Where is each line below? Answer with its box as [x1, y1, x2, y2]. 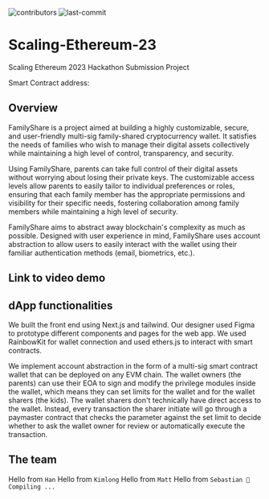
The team [8, 453, 58, 467]
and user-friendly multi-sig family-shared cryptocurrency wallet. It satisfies [8, 131, 257, 141]
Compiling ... [8, 483, 56, 491]
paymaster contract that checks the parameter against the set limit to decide [8, 412, 262, 422]
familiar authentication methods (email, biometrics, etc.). [8, 248, 195, 258]
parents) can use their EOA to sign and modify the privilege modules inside [8, 378, 256, 388]
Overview [8, 101, 59, 115]
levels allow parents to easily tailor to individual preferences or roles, [8, 181, 235, 191]
